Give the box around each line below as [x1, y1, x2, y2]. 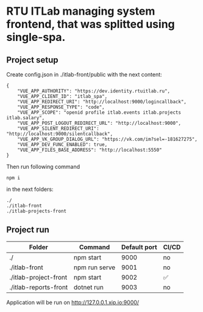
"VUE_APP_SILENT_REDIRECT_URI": [17, 125, 99, 132]
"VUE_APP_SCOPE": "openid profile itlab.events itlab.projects [17, 110, 182, 116]
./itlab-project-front [9, 273, 68, 281]
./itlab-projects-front [6, 208, 67, 214]
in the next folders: [6, 185, 54, 193]
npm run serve [73, 263, 116, 272]
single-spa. [6, 31, 66, 44]
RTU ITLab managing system [6, 4, 155, 18]
